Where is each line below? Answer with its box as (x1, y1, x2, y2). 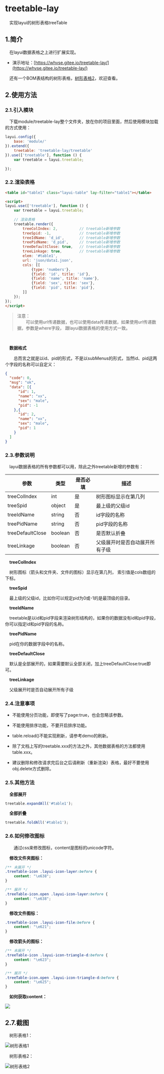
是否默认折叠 (96, 530, 126, 537)
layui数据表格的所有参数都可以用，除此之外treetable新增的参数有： (9, 463, 144, 469)
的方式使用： (5, 125, 31, 131)
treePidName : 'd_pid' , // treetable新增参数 (22, 240, 121, 245)
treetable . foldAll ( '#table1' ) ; (5, 820, 69, 825)
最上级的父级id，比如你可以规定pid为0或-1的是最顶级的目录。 (9, 595, 133, 601)
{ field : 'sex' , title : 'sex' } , (31, 281, 95, 286)
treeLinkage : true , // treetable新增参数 (22, 249, 121, 254)
